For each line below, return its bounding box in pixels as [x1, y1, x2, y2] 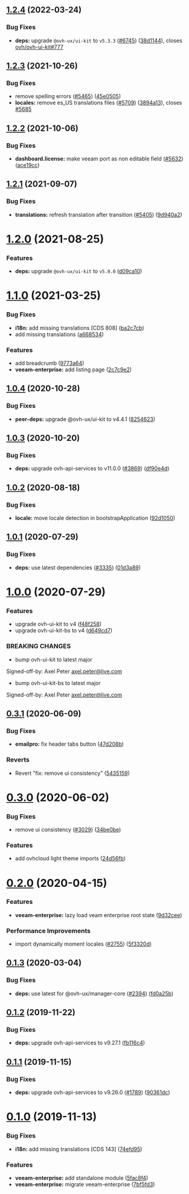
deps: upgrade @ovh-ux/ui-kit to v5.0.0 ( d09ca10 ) [14, 268, 143, 275]
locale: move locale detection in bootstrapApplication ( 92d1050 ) [14, 514, 176, 522]
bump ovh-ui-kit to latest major [14, 655, 92, 663]
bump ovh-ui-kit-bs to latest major [14, 679, 101, 686]
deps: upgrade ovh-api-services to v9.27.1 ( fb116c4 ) [14, 1039, 146, 1047]
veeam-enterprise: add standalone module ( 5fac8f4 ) [14, 1174, 149, 1181]
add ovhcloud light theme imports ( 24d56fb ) [14, 855, 126, 862]
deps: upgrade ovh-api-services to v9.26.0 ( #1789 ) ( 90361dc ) [14, 1089, 170, 1096]
